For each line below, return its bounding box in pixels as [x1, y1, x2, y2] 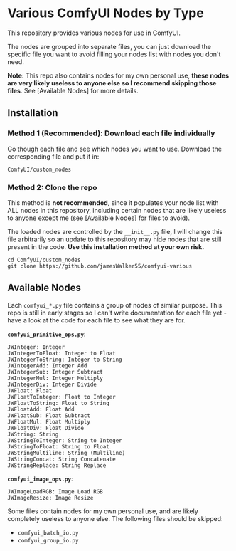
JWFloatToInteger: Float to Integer [7, 393, 116, 400]
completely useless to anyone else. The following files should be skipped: [7, 514, 223, 523]
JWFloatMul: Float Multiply [7, 418, 91, 425]
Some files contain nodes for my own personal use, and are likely [7, 507, 199, 515]
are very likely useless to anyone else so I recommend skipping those [7, 78, 217, 87]
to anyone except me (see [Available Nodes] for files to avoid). [7, 214, 191, 222]
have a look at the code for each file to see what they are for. [7, 315, 186, 325]
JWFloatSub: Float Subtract [7, 411, 91, 419]
